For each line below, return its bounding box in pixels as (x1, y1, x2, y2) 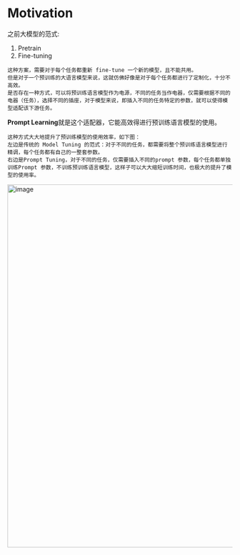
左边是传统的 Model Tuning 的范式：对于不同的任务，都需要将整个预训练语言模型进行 (7, 141, 228, 148)
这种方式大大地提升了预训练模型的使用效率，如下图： (7, 134, 141, 141)
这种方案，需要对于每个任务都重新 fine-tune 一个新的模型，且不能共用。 (7, 66, 197, 74)
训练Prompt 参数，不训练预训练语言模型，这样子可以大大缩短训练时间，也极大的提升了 (7, 164, 227, 171)
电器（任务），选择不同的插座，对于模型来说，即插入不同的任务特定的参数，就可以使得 (7, 96, 223, 104)
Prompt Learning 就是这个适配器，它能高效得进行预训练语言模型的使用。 (7, 118, 221, 126)
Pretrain (17, 44, 41, 52)
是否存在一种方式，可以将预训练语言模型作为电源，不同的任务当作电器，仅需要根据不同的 (7, 89, 231, 96)
